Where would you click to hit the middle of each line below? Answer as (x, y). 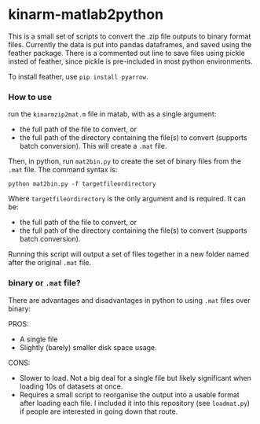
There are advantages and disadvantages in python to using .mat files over (129, 300)
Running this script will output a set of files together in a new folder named (129, 254)
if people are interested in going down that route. (99, 411)
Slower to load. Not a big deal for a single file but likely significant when (135, 378)
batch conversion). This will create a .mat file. (93, 146)
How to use (30, 97)
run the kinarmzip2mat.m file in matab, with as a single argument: (112, 114)
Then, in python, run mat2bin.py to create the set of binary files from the (125, 161)
